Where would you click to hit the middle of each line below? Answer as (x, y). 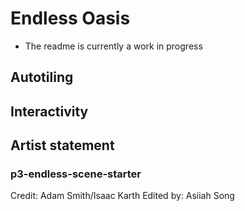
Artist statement (62, 145)
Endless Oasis (70, 18)
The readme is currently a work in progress (113, 46)
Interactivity (49, 111)
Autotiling (42, 77)
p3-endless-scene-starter (76, 174)
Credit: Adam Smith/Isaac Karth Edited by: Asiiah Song (122, 196)
